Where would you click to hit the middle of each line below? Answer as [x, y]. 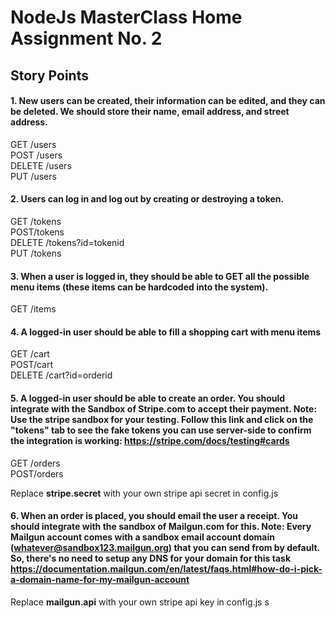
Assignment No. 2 [86, 38]
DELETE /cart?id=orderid [61, 375]
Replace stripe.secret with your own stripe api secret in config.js [144, 493]
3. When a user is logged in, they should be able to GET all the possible [160, 276]
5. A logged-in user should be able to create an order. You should [148, 398]
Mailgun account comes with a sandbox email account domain [142, 537]
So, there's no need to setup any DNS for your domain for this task [151, 558]
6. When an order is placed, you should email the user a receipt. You [154, 516]
